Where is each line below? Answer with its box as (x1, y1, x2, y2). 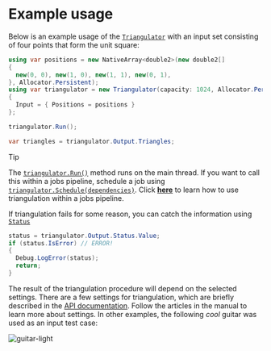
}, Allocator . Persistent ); (8, 78, 99, 86)
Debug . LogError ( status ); (15, 254, 99, 262)
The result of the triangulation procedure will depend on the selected (8, 283, 237, 293)
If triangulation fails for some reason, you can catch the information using (8, 209, 252, 219)
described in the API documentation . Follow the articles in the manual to (8, 300, 248, 311)
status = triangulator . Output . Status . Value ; (8, 232, 161, 240)
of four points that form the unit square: (8, 40, 140, 49)
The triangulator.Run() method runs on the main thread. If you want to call (8, 167, 261, 178)
